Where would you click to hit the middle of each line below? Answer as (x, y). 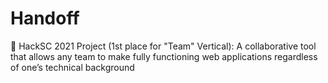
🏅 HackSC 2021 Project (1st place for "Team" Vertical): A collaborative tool (163, 46)
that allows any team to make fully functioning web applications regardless (164, 56)
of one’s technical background (72, 67)
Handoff (45, 18)
